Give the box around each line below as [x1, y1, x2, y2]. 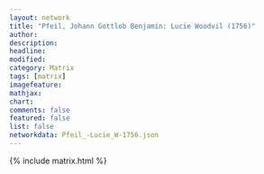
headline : [9, 47, 47, 56]
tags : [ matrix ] [9, 72, 67, 81]
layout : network [9, 13, 70, 23]
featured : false [9, 114, 70, 123]
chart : [9, 96, 34, 106]
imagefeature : [9, 80, 63, 89]
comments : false [9, 105, 70, 114]
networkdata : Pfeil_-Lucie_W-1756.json [9, 131, 159, 140]
